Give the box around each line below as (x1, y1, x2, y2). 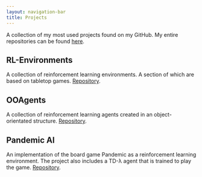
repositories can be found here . (6, 37, 84, 45)
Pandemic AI (6, 135, 55, 145)
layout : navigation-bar (6, 8, 66, 15)
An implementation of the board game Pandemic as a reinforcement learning (6, 150, 197, 158)
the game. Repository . (6, 164, 62, 171)
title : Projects (6, 14, 47, 21)
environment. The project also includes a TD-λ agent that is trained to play (6, 157, 192, 164)
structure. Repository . (33, 117, 87, 124)
